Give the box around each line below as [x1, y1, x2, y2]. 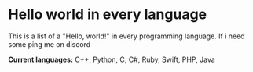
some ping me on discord [8, 39, 91, 49]
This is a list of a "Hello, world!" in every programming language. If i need [8, 31, 245, 41]
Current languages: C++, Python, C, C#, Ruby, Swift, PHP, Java [8, 55, 216, 64]
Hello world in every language [8, 5, 207, 23]
